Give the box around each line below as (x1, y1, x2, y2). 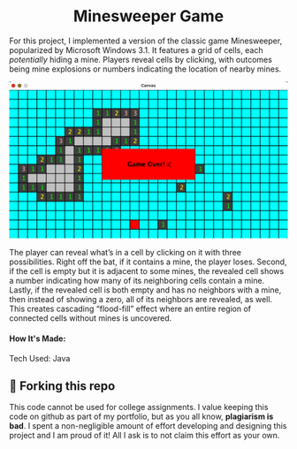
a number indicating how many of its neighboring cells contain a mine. (9, 276, 265, 286)
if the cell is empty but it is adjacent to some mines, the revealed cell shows (9, 266, 285, 277)
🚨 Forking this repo (9, 378, 116, 394)
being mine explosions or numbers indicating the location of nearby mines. (9, 64, 282, 74)
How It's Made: (9, 333, 66, 344)
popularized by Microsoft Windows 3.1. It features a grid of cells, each (9, 44, 263, 55)
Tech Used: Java (9, 353, 71, 363)
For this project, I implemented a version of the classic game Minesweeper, (9, 35, 283, 46)
